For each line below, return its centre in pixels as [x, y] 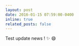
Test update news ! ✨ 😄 [31, 38]
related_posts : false [28, 24]
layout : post [19, 10]
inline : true [19, 19]
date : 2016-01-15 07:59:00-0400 [39, 15]
